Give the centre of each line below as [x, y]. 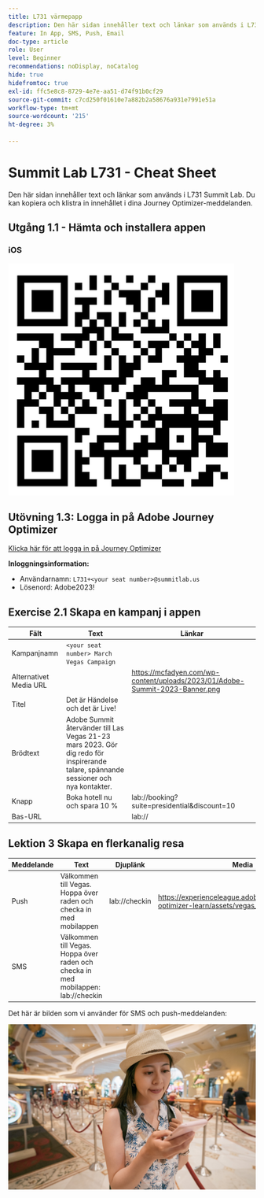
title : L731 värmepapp [45, 17]
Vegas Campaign [91, 662]
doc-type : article [38, 42]
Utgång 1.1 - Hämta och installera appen [107, 228]
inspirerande [87, 761]
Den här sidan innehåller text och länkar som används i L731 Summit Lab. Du [132, 194]
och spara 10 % [92, 805]
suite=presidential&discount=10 [183, 805]
